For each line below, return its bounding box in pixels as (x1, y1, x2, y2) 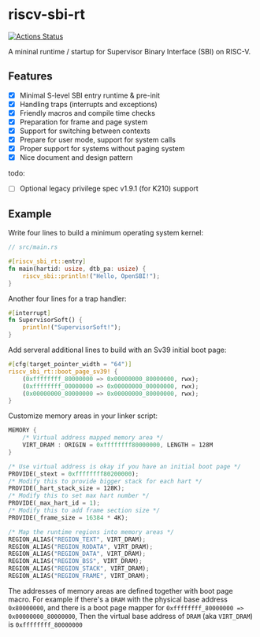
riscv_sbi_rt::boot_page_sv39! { (8, 368, 118, 376)
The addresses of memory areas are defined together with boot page (8, 586, 234, 595)
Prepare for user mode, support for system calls (19, 135, 176, 145)
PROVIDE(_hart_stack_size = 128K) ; (8, 484, 125, 493)
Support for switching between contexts (19, 126, 151, 135)
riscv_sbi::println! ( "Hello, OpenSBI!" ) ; (22, 272, 160, 280)
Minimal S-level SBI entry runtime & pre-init (19, 91, 160, 100)
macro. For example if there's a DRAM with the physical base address (8, 594, 228, 604)
